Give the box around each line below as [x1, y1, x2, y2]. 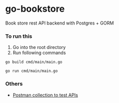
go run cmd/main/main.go [5, 68, 58, 74]
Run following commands [12, 49, 66, 56]
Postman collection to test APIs [12, 92, 78, 98]
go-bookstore [5, 3, 65, 15]
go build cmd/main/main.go [5, 60, 63, 65]
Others [5, 80, 23, 87]
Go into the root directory [12, 44, 66, 50]
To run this [5, 33, 33, 40]
